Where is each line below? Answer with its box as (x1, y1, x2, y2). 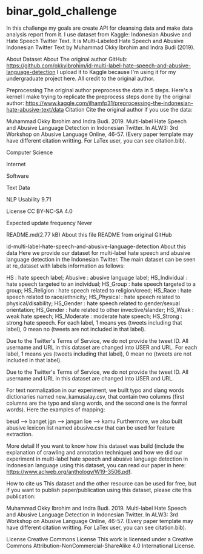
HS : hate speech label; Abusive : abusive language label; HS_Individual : (6, 274, 188, 281)
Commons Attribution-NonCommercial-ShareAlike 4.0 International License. (6, 542, 196, 549)
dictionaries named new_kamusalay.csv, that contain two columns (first (6, 393, 185, 400)
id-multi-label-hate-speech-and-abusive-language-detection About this (6, 243, 187, 250)
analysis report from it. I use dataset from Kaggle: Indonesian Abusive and (6, 30, 191, 38)
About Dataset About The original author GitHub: (6, 55, 128, 62)
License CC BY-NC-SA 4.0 (6, 208, 73, 215)
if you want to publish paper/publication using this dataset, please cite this (6, 486, 192, 493)
